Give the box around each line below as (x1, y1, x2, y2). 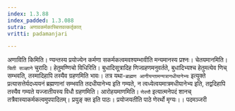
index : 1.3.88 (7, 10, 49, 18)
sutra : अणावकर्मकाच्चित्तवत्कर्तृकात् (7, 23, 82, 30)
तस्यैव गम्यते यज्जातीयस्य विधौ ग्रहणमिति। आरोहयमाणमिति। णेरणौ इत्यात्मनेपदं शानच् (7, 88, 192, 96)
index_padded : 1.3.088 (7, 17, 74, 24)
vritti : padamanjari (7, 30, 68, 37)
